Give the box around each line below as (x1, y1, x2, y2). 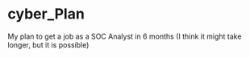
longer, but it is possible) (7, 39, 90, 49)
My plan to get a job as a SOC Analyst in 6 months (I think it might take (7, 31, 242, 41)
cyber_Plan (7, 5, 85, 23)
